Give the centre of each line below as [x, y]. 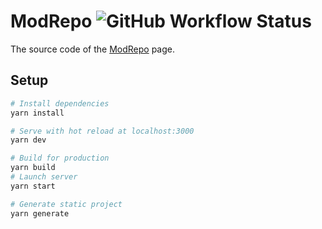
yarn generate [40, 213]
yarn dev [28, 140]
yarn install [37, 113]
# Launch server [44, 177]
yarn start [33, 186]
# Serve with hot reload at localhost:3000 [102, 131]
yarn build [33, 168]
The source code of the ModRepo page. [92, 49]
